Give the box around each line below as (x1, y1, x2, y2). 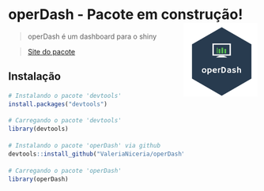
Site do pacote (27, 47, 76, 56)
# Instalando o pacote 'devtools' (8, 92, 123, 99)
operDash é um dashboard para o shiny (27, 32, 157, 41)
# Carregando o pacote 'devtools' (8, 117, 123, 125)
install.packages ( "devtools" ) (8, 100, 108, 108)
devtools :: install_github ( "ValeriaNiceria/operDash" (8, 150, 186, 158)
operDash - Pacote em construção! (8, 6, 243, 24)
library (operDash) (8, 175, 69, 183)
